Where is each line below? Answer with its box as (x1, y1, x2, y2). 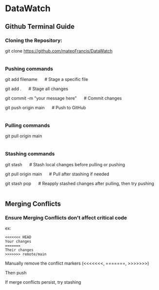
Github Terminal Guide (5, 22, 75, 31)
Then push (5, 270, 27, 276)
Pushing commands (5, 65, 53, 72)
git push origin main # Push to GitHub (5, 105, 86, 111)
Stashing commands (5, 151, 55, 157)
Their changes (5, 248, 34, 252)
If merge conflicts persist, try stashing (5, 279, 81, 285)
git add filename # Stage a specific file (5, 77, 88, 82)
